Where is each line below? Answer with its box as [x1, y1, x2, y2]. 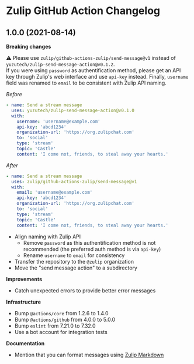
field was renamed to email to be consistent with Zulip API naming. [6, 79, 167, 86]
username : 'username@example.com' [16, 119, 101, 124]
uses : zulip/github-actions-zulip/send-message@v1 [11, 178, 137, 184]
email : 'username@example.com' [16, 190, 93, 196]
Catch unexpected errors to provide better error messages [14, 287, 156, 294]
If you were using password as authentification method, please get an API [6, 67, 181, 74]
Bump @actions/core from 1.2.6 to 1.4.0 [14, 309, 109, 316]
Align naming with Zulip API [14, 233, 81, 240]
